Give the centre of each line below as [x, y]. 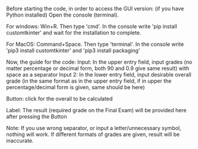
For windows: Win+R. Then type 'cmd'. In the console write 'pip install [92, 26]
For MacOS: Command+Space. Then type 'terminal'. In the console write [95, 44]
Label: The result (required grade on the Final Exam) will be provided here [96, 110]
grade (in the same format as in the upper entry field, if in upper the [89, 81]
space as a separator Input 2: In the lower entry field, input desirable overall [99, 74]
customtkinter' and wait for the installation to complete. [74, 33]
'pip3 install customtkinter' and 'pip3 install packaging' [73, 50]
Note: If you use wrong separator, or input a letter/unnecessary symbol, [94, 128]
